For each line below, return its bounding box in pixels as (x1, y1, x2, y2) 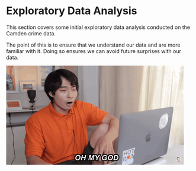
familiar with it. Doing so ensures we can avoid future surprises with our (6, 47, 182, 54)
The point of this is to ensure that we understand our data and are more (6, 41, 181, 48)
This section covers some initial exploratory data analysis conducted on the (6, 24, 191, 31)
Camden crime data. (6, 29, 56, 37)
